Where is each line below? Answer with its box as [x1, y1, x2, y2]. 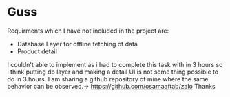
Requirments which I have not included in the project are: [7, 27, 169, 35]
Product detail [17, 47, 57, 55]
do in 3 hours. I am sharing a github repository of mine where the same [7, 74, 209, 83]
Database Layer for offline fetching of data [17, 40, 138, 48]
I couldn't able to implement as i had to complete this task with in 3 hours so [7, 60, 223, 68]
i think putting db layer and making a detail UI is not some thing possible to [7, 68, 219, 76]
